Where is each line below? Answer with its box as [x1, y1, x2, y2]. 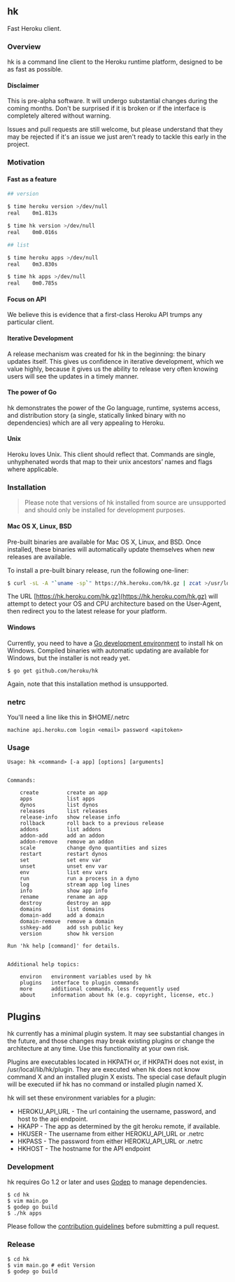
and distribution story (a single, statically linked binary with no [7, 411, 186, 419]
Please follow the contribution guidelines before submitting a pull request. [7, 1222, 220, 1231]
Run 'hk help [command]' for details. [7, 943, 120, 950]
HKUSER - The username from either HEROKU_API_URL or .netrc [17, 1129, 204, 1138]
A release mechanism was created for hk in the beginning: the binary [7, 350, 206, 358]
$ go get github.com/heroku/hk [7, 667, 99, 674]
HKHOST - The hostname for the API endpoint [17, 1144, 151, 1152]
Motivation [7, 158, 45, 168]
